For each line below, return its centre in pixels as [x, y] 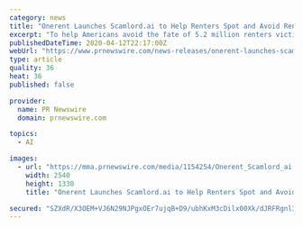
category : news [38, 18]
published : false [42, 85]
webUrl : [24, 51]
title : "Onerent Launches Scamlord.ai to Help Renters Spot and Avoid [145, 26]
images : [24, 159]
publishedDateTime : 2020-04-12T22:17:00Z [88, 43]
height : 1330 [50, 184]
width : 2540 [48, 175]
